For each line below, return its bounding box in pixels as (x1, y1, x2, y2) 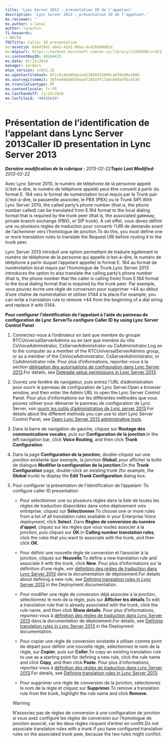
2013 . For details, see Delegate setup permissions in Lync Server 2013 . (12, 369, 157, 375)
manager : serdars (5, 63, 41, 68)
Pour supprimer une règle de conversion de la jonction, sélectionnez (19, 680, 161, 686)
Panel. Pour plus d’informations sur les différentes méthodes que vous (12, 395, 157, 401)
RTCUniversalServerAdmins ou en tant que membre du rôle (12, 337, 135, 343)
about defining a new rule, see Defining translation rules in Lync (19, 576, 151, 582)
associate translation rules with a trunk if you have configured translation (12, 726, 163, 732)
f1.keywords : (5, 31, 32, 36)
